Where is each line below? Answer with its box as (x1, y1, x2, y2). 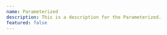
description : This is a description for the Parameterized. (6, 14, 162, 20)
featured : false (6, 20, 47, 26)
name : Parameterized (6, 8, 59, 15)
